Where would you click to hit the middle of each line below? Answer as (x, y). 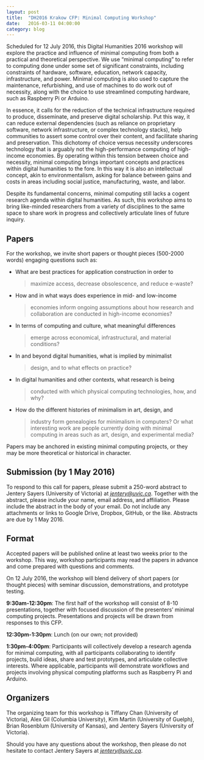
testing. (16, 591)
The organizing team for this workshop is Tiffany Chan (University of (92, 712)
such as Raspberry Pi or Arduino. (48, 98)
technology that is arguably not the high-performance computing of (91, 149)
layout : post (23, 12)
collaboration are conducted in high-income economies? (101, 314)
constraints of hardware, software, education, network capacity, (87, 72)
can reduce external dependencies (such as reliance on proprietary (91, 124)
